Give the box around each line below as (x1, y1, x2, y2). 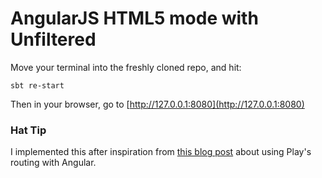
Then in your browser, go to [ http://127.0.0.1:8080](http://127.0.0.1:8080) (10, 98, 305, 110)
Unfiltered (10, 28, 97, 51)
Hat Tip (10, 123, 47, 137)
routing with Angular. (10, 157, 97, 169)
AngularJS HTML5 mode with (10, 7, 259, 30)
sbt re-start (10, 80, 65, 91)
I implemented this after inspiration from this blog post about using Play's (10, 146, 312, 158)
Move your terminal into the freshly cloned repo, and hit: (10, 61, 242, 73)
